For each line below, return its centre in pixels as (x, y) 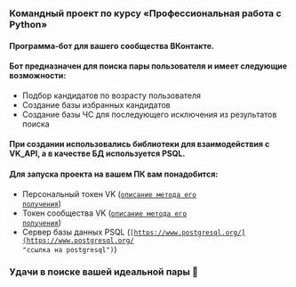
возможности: (38, 76)
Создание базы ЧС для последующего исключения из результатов (149, 114)
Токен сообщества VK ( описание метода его (104, 213)
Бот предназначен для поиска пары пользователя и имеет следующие (148, 66)
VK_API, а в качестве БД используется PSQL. (97, 153)
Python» (28, 24)
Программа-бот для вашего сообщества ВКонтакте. (112, 45)
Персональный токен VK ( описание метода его (109, 193)
